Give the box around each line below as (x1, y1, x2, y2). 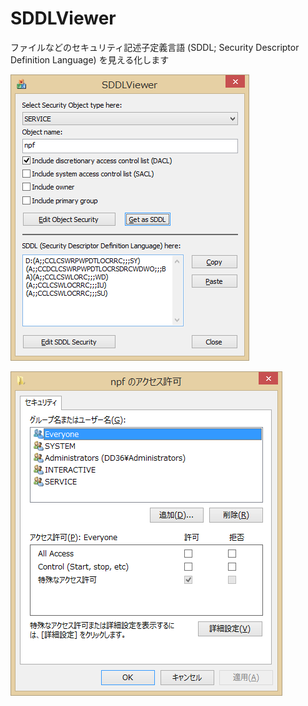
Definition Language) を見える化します (10, 53, 170, 66)
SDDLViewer (10, 7, 117, 30)
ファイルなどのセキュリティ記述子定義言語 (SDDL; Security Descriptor (10, 41, 300, 53)
